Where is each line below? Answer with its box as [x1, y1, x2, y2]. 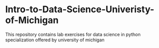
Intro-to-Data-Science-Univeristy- [5, 4, 154, 15]
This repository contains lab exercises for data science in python [5, 31, 141, 37]
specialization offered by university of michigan [5, 37, 105, 43]
